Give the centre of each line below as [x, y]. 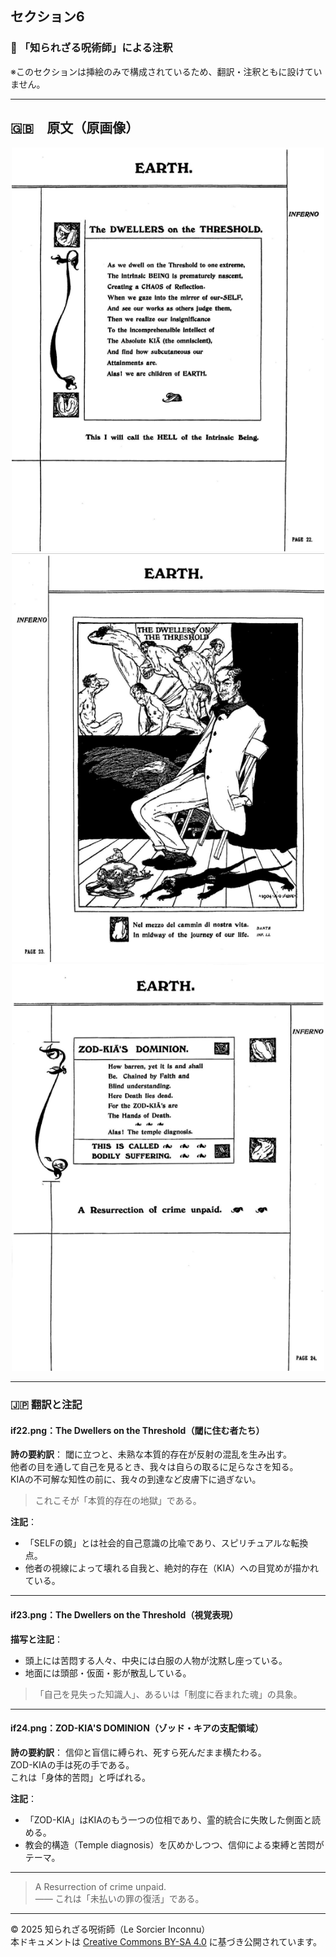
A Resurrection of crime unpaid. [100, 1886]
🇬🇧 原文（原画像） [75, 128]
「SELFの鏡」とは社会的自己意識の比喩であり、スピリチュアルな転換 [166, 1543]
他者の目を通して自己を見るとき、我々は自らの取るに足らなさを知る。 [154, 1467]
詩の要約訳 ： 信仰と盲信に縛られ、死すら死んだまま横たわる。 [138, 1752]
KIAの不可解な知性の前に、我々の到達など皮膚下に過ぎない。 [136, 1479]
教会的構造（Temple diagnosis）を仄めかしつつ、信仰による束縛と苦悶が [174, 1844]
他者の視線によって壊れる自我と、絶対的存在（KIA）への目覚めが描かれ [171, 1568]
